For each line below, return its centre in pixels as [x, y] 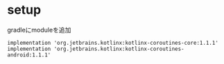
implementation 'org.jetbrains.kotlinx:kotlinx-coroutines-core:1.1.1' [113, 43]
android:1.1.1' [29, 55]
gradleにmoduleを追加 [39, 30]
